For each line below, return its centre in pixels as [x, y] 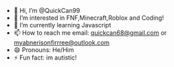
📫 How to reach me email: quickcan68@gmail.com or [90, 33]
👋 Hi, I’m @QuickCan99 [47, 11]
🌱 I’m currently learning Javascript [62, 25]
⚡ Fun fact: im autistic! [45, 57]
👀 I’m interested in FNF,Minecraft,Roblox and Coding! [89, 18]
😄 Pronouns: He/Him [44, 50]
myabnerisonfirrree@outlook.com [62, 42]
